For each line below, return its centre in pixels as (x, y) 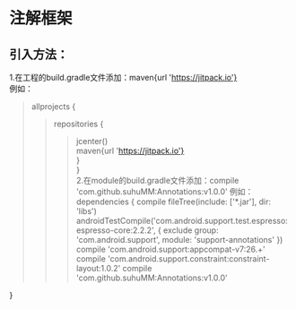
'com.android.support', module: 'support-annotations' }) (179, 240)
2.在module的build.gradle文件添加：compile (157, 180)
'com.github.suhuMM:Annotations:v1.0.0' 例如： (165, 192)
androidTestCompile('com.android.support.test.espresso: (182, 221)
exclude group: (191, 230)
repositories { (78, 124)
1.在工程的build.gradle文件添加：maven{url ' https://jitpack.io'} (123, 77)
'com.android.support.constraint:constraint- (188, 259)
